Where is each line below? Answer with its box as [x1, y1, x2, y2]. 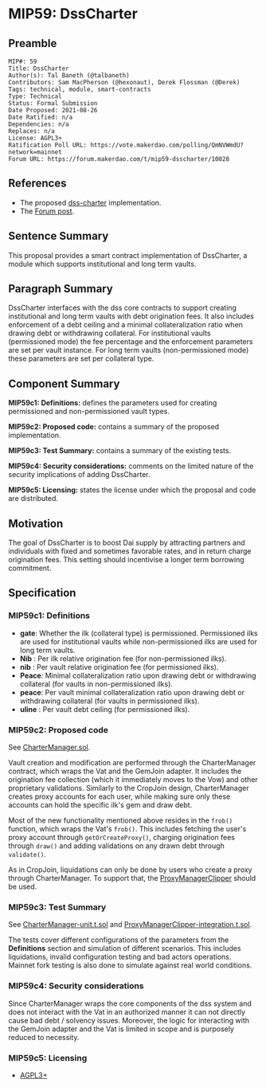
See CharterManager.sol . [8, 742, 91, 753]
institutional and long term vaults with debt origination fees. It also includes [8, 311, 255, 321]
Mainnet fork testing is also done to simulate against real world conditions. [8, 960, 252, 970]
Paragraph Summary [8, 282, 113, 295]
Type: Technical [8, 92, 62, 100]
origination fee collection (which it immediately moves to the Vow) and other [8, 775, 259, 784]
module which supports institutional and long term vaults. [8, 259, 197, 268]
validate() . [8, 850, 46, 859]
